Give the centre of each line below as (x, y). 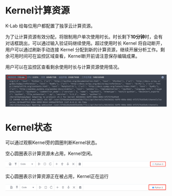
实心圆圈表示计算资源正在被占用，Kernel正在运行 (57, 176)
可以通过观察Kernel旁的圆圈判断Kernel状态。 (52, 142)
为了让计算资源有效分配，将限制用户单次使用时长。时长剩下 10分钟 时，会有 (84, 37)
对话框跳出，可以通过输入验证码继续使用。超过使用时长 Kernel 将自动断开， (85, 43)
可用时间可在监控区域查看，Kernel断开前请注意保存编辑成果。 (75, 56)
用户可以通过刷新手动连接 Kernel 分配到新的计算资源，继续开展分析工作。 (83, 49)
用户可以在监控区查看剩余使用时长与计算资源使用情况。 (63, 67)
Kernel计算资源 (38, 11)
